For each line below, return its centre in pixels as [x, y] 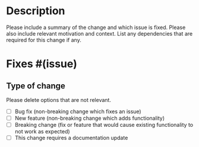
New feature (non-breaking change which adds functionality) [90, 118]
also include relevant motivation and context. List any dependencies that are [99, 33]
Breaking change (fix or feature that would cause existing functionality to [104, 125]
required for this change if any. [44, 40]
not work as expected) [42, 132]
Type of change [36, 86]
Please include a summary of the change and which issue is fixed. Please [96, 27]
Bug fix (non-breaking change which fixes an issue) [78, 111]
